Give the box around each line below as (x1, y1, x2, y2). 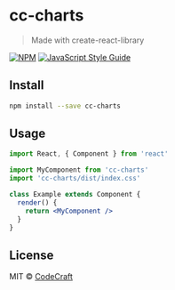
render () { (17, 197, 58, 207)
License (9, 247, 54, 262)
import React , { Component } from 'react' (9, 149, 169, 158)
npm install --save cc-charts (9, 101, 122, 110)
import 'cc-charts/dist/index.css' (9, 174, 141, 183)
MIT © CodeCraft (9, 271, 74, 282)
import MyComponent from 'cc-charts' (9, 165, 149, 174)
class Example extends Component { (9, 190, 141, 199)
